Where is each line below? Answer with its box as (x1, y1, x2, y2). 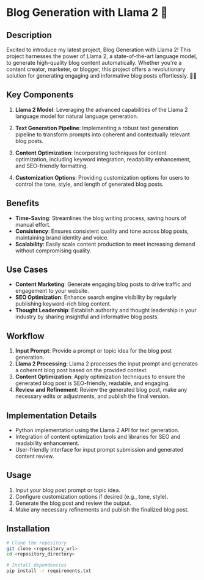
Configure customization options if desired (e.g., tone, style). (15, 493, 169, 500)
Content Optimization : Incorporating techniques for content (15, 149, 167, 156)
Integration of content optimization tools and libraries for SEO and (15, 433, 181, 441)
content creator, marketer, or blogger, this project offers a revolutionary (6, 65, 186, 73)
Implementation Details (6, 410, 97, 420)
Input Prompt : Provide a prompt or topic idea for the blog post (15, 347, 172, 354)
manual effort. (15, 221, 51, 228)
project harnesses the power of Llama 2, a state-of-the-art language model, (6, 53, 197, 60)
